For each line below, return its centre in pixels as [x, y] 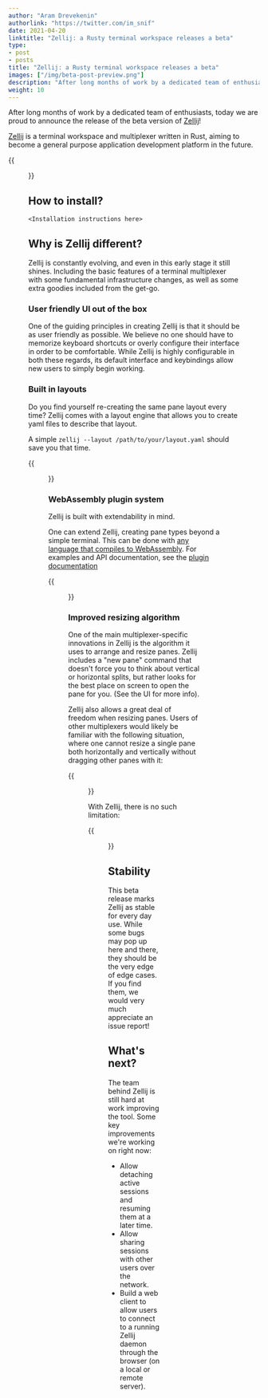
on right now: [130, 1150]
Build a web [139, 1293]
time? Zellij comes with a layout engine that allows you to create [133, 415]
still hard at [126, 1099]
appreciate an [131, 1017]
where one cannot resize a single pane [132, 743]
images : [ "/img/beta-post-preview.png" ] [77, 75]
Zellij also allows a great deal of [120, 710]
